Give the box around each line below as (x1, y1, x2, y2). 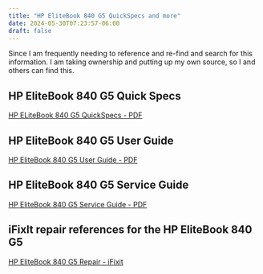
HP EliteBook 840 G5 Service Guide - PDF (8, 199, 148, 209)
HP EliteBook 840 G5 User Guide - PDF (8, 155, 138, 165)
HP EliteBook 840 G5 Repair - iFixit (8, 256, 123, 266)
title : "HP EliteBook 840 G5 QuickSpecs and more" (8, 11, 181, 20)
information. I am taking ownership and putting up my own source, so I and (8, 57, 256, 67)
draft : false (8, 27, 52, 35)
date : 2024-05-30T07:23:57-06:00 (8, 19, 120, 27)
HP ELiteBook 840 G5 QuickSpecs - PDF (8, 110, 143, 121)
